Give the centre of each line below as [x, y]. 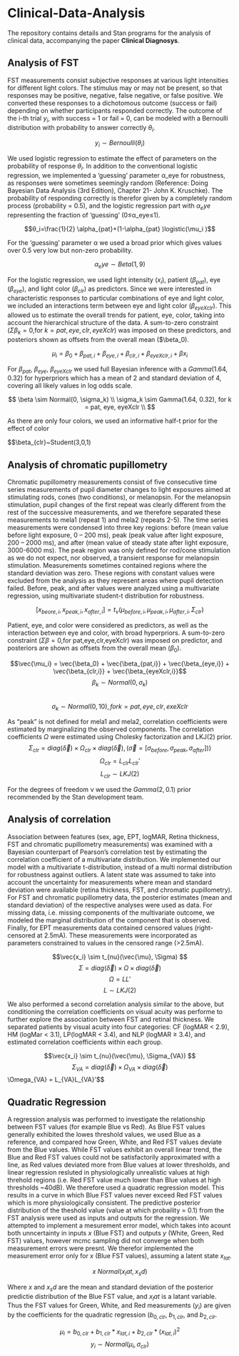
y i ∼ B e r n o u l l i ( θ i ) [120, 144]
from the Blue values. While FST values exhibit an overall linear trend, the [115, 1150]
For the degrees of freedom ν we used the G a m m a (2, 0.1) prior [99, 789]
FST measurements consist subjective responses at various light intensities [118, 80]
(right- [204, 928]
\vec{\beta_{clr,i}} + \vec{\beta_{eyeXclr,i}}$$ [120, 671]
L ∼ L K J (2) [120, 990]
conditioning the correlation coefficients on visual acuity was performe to [115, 1011]
